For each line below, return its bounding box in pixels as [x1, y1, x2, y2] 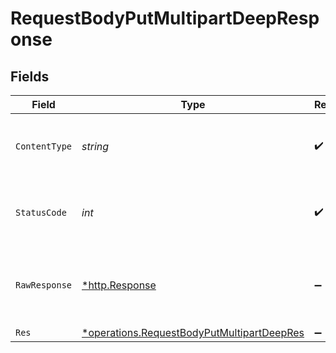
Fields [10, 68, 50, 85]
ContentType [15, 141, 73, 152]
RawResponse [15, 280, 73, 291]
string [81, 140, 110, 153]
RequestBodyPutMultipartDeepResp [10, 7, 320, 30]
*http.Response [81, 278, 157, 292]
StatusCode [15, 207, 67, 218]
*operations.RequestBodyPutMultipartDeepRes [81, 326, 305, 339]
